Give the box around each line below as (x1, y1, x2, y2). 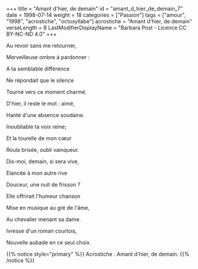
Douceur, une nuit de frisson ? (6, 181, 81, 188)
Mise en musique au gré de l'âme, (6, 204, 90, 211)
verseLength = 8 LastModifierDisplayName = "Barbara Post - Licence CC (6, 24, 187, 31)
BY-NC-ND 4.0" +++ (6, 30, 57, 38)
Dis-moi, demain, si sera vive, (6, 158, 80, 165)
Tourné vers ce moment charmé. (6, 88, 87, 95)
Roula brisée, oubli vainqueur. (6, 146, 80, 153)
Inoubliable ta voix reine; (6, 123, 67, 130)
